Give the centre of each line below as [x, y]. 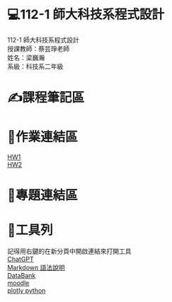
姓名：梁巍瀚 [26, 57]
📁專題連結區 [42, 196]
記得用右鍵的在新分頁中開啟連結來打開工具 [69, 251]
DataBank [22, 276]
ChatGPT [21, 260]
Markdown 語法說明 [36, 268]
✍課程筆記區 [46, 98]
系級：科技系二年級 [35, 66]
